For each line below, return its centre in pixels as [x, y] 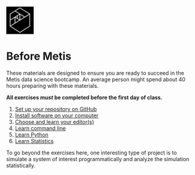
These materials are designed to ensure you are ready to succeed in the [95, 73]
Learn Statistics [34, 141]
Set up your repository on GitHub [56, 109]
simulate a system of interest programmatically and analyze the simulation [98, 159]
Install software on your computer [57, 115]
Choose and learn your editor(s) [54, 121]
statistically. [21, 165]
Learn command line [40, 128]
